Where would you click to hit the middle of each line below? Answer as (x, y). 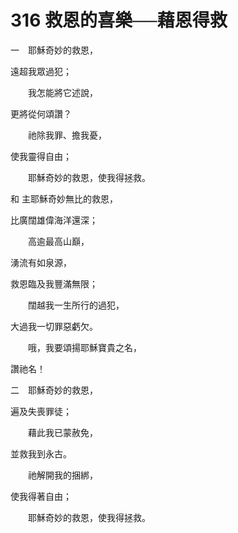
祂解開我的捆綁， (62, 475)
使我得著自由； (41, 496)
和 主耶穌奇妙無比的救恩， (64, 198)
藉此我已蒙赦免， (62, 432)
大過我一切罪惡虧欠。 (54, 326)
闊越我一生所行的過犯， (76, 305)
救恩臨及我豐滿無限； (54, 283)
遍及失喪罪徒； (41, 411)
